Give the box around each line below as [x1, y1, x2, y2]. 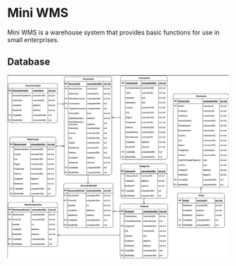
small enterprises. [7, 35, 60, 44]
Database [7, 56, 51, 68]
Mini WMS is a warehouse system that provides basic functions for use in [7, 28, 220, 36]
